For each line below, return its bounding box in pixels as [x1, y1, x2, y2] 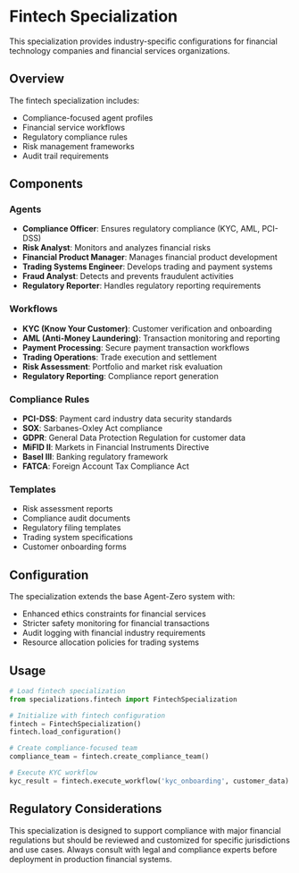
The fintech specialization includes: [9, 95, 140, 106]
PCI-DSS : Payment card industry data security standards [21, 413, 232, 424]
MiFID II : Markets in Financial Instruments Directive [21, 442, 210, 453]
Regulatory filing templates [21, 522, 121, 533]
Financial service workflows [21, 122, 126, 132]
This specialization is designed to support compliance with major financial [9, 825, 281, 835]
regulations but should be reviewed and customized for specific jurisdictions [9, 835, 290, 845]
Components [9, 176, 83, 191]
